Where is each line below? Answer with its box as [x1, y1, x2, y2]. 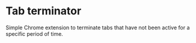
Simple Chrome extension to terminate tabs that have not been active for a [5, 24, 190, 31]
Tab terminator [5, 4, 82, 18]
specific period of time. [5, 30, 64, 37]
